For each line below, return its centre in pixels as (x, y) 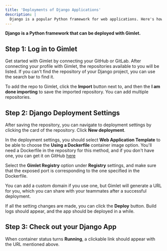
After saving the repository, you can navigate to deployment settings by (78, 125)
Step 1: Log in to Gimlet (41, 49)
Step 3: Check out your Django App (61, 227)
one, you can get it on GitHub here (41, 156)
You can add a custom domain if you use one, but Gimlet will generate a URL (83, 186)
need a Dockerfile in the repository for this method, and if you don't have (80, 150)
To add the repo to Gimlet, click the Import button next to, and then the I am (83, 87)
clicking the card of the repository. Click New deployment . (65, 130)
